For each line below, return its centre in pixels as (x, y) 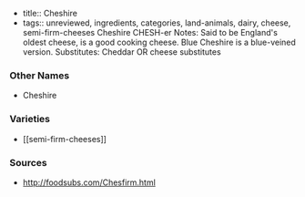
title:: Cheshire (50, 13)
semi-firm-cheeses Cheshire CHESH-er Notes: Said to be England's (150, 32)
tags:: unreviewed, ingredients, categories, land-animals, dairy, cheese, (157, 23)
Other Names (40, 75)
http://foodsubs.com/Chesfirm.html (89, 182)
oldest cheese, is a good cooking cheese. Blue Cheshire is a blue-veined (159, 42)
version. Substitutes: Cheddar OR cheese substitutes (122, 52)
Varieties (30, 119)
